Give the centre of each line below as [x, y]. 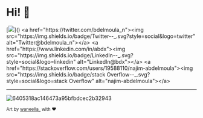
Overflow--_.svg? [128, 74]
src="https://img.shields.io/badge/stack [56, 74]
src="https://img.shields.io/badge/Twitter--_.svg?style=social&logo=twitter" [101, 36]
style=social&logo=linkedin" [41, 61]
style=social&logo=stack [37, 81]
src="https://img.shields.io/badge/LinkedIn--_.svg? [70, 55]
